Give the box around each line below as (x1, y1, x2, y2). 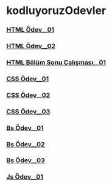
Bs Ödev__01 (6, 123, 44, 132)
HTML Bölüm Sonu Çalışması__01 (6, 58, 107, 66)
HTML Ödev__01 (6, 26, 55, 34)
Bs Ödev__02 (6, 140, 45, 148)
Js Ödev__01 (6, 173, 44, 181)
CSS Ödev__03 (6, 107, 51, 116)
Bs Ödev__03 (6, 156, 46, 165)
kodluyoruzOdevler (6, 4, 107, 18)
